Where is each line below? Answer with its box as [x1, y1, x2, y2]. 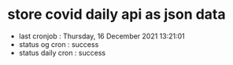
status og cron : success [18, 39, 99, 49]
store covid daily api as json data [7, 5, 226, 23]
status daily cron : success [18, 48, 106, 57]
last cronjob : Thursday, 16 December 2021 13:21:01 [18, 31, 186, 41]
